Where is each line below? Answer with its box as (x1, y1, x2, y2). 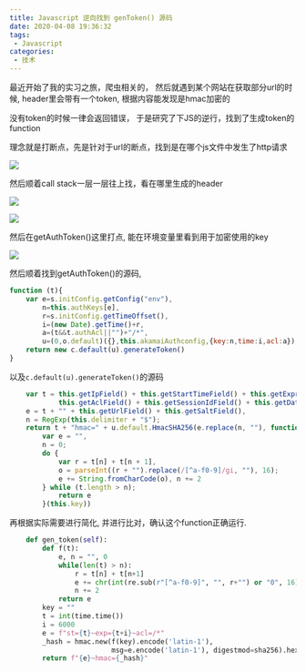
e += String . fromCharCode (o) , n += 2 (57, 474, 202, 484)
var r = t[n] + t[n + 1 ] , (57, 457, 157, 466)
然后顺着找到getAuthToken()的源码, (9, 268, 142, 279)
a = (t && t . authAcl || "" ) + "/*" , (42, 329, 148, 338)
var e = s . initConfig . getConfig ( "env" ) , (25, 294, 173, 303)
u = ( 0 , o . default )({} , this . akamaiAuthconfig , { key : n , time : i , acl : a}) (42, 337, 296, 346)
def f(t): (42, 544, 79, 553)
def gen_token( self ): (25, 535, 107, 545)
